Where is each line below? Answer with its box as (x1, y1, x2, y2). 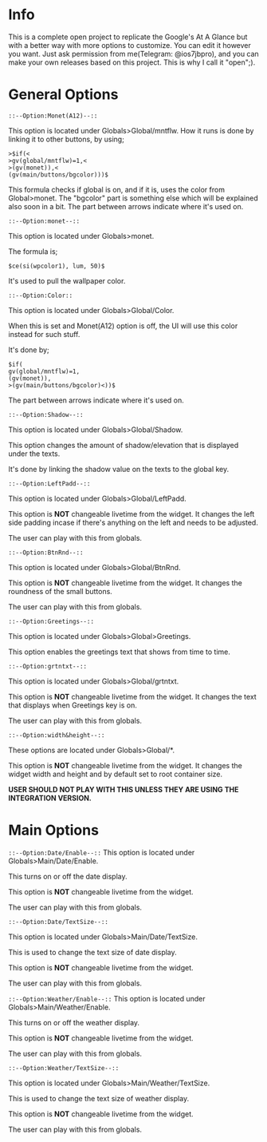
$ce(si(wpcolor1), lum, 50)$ (8, 262, 105, 270)
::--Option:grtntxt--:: (8, 662, 88, 670)
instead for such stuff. (8, 329, 80, 339)
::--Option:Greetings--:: (8, 617, 94, 625)
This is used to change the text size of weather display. (8, 1093, 190, 1103)
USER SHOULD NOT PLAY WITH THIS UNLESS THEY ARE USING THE (8, 784, 239, 794)
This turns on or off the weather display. (8, 1017, 140, 1027)
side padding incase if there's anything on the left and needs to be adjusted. (8, 517, 259, 527)
